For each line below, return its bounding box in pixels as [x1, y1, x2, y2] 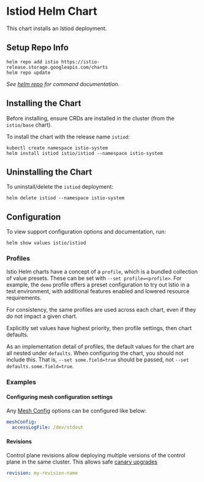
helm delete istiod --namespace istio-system [6, 195, 124, 201]
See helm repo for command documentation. [6, 80, 120, 87]
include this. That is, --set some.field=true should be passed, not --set [6, 356, 189, 363]
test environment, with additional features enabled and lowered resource [6, 288, 190, 295]
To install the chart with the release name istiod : [6, 133, 130, 140]
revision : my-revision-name [6, 470, 78, 476]
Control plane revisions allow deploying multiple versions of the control [6, 451, 186, 459]
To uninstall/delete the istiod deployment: [6, 183, 113, 191]
